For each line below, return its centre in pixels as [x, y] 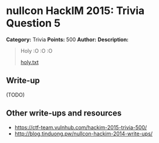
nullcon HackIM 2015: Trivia [75, 11]
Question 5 [33, 23]
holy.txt [30, 62]
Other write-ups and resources [64, 113]
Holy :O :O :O [36, 50]
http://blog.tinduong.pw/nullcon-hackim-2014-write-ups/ [84, 134]
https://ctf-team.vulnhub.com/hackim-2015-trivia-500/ [81, 127]
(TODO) [16, 94]
